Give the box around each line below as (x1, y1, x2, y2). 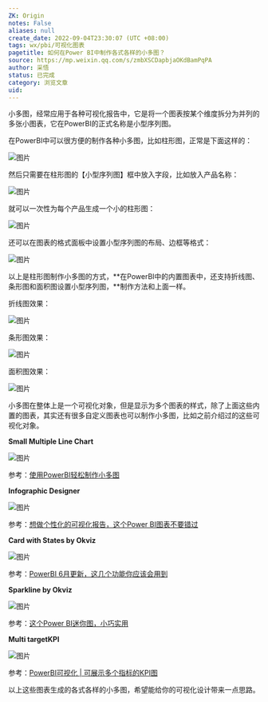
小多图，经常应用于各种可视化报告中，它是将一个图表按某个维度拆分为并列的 (8, 109, 260, 118)
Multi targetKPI (8, 635, 60, 644)
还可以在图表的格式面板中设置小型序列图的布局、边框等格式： (8, 237, 211, 248)
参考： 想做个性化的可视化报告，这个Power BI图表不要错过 (8, 520, 199, 529)
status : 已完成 (8, 71, 55, 79)
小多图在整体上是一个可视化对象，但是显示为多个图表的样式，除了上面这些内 (8, 401, 260, 410)
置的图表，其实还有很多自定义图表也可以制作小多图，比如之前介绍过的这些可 (8, 411, 260, 421)
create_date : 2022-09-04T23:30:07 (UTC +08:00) (8, 34, 170, 42)
